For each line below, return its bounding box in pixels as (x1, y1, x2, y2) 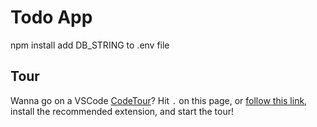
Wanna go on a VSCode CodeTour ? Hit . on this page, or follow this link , (10, 94, 308, 106)
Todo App (10, 6, 93, 29)
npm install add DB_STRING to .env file (10, 39, 170, 51)
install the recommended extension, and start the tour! (10, 105, 235, 117)
